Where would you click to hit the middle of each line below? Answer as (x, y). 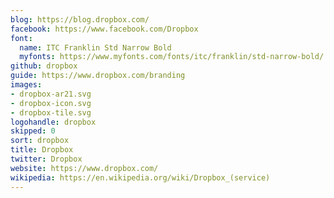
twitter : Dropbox (46, 159)
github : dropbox (44, 66)
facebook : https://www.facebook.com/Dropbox (104, 29)
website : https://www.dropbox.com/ (84, 168)
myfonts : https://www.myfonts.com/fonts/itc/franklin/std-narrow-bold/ (172, 57)
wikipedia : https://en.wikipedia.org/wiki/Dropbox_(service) (140, 177)
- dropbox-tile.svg (51, 112)
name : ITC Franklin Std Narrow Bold (95, 47)
